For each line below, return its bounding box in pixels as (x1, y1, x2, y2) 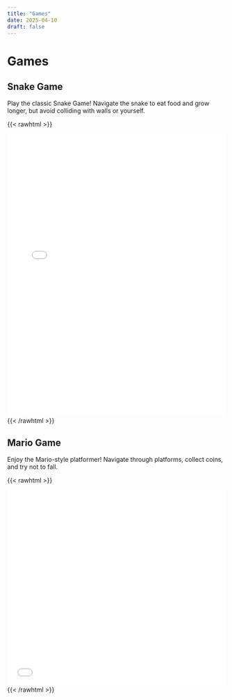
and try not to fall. (7, 462, 58, 471)
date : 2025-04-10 (7, 17, 58, 24)
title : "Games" (7, 10, 51, 17)
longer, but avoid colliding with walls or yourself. (7, 107, 145, 115)
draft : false (7, 23, 45, 30)
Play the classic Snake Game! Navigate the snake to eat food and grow (7, 99, 210, 108)
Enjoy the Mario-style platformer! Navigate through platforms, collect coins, (7, 456, 224, 464)
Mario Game (7, 437, 61, 449)
